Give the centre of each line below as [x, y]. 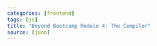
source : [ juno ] [29, 32]
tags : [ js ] [23, 20]
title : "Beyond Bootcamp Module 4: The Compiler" [79, 26]
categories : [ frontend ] [41, 13]
